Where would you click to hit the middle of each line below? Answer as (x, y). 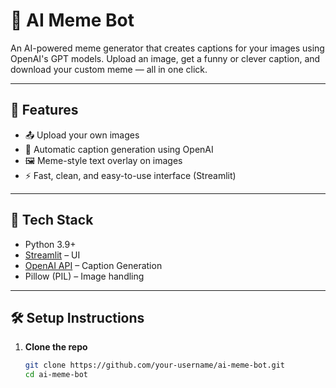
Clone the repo (56, 347)
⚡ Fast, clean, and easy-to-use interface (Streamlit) (130, 175)
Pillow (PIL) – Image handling (84, 276)
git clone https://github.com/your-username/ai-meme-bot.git (155, 365)
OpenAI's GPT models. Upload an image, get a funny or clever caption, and (165, 58)
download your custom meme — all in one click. (109, 69)
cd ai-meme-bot (56, 375)
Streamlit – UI (52, 255)
